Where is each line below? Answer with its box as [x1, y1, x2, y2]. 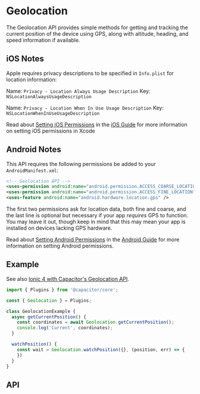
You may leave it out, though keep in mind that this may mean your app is [6, 218, 186, 226]
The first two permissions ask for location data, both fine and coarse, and [6, 205, 186, 212]
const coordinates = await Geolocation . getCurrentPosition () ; [17, 320, 174, 326]
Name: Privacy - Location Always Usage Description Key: [6, 87, 151, 95]
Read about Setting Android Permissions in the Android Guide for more [6, 236, 180, 243]
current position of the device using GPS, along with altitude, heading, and [6, 30, 189, 37]
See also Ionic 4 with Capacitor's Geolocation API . [6, 275, 130, 282]
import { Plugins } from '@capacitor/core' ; [6, 287, 118, 293]
